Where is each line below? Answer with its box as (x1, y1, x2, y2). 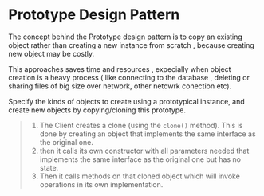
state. (39, 163, 59, 172)
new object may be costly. (8, 49, 95, 58)
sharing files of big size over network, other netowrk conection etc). (8, 81, 232, 91)
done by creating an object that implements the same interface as (39, 129, 257, 139)
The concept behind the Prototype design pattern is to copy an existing (8, 32, 242, 41)
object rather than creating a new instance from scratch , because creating (8, 40, 255, 49)
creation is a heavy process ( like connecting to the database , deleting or (8, 73, 250, 82)
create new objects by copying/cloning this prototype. (8, 105, 186, 115)
